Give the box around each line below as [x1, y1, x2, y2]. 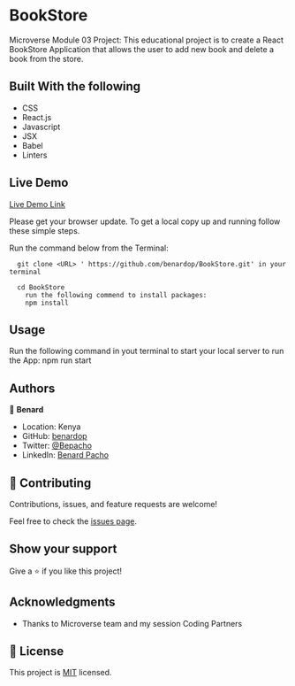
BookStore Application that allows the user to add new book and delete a [9, 43, 275, 54]
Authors [9, 381, 56, 396]
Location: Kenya [21, 421, 81, 432]
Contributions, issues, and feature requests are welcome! [9, 499, 218, 509]
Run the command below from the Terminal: [9, 243, 170, 253]
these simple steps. [9, 225, 80, 235]
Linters [21, 150, 48, 160]
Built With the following [9, 79, 141, 94]
